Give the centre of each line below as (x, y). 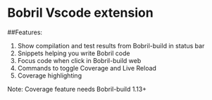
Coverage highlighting (50, 76)
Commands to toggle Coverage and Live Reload (87, 68)
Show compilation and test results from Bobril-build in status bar (111, 45)
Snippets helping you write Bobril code (74, 53)
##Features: (25, 32)
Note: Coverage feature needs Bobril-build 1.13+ (77, 89)
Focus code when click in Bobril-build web (79, 60)
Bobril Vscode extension (80, 13)
